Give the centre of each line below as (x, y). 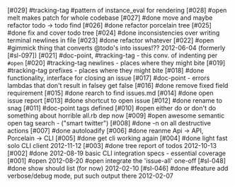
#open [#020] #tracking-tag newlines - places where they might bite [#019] (116, 63)
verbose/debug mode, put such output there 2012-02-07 (90, 176)
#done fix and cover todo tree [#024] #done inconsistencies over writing (114, 33)
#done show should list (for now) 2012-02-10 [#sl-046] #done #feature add (118, 168)
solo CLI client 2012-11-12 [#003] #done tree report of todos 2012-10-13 (112, 146)
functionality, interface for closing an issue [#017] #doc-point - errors (109, 78)
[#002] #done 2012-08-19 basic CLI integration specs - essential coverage (117, 153)
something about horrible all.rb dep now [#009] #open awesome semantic (116, 115)
